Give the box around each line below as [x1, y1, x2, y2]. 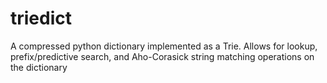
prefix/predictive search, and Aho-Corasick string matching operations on [10, 50, 315, 62]
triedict [10, 7, 73, 30]
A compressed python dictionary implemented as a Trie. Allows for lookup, [10, 40, 318, 52]
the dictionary [10, 61, 68, 73]
